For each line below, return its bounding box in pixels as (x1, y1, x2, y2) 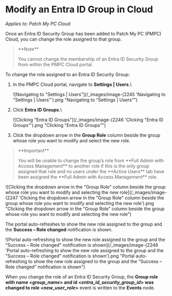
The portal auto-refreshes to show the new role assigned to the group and (5, 221, 163, 227)
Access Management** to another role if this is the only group (17, 163, 149, 169)
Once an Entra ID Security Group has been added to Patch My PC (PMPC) (5, 30, 162, 36)
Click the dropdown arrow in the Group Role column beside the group (12, 132, 161, 138)
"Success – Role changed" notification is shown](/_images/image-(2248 (5, 242, 158, 248)
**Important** (17, 147, 49, 154)
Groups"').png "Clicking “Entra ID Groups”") (12, 122, 106, 128)
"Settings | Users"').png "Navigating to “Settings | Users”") (12, 97, 138, 103)
